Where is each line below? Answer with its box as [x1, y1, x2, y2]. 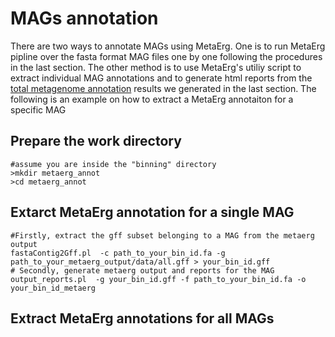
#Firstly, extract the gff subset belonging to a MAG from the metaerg [10, 230, 315, 241]
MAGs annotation [10, 7, 159, 30]
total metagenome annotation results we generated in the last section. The [10, 82, 317, 94]
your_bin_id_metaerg [10, 283, 97, 293]
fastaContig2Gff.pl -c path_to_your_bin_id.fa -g [10, 248, 226, 258]
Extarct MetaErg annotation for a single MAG [10, 204, 295, 221]
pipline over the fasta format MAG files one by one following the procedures [10, 50, 323, 62]
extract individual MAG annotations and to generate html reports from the [10, 72, 313, 84]
